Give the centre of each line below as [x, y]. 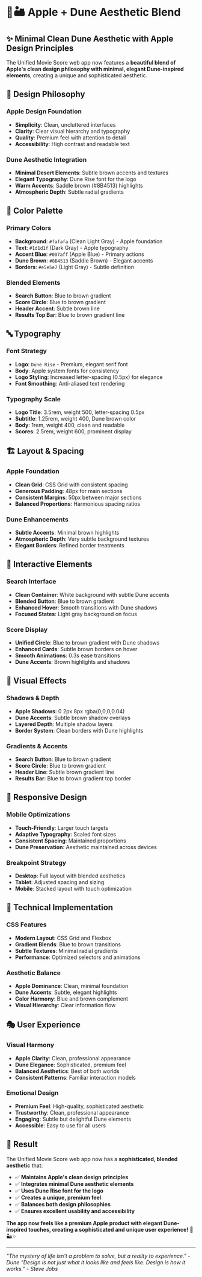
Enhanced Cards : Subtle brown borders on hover [76, 649]
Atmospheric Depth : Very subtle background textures [82, 539]
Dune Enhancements [38, 519]
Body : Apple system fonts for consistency [67, 371]
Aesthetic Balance [34, 973]
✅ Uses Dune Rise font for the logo [59, 1191]
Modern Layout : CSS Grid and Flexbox [63, 938]
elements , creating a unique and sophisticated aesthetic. [77, 75]
